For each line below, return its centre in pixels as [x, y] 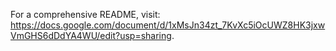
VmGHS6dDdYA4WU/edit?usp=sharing [91, 35]
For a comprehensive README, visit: [85, 14]
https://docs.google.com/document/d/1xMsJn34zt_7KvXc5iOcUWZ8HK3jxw [168, 25]
